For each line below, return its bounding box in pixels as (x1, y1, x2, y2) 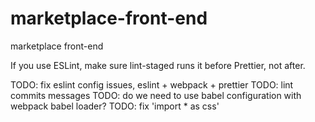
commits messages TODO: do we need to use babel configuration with (10, 89, 302, 101)
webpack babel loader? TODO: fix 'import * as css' (10, 100, 220, 112)
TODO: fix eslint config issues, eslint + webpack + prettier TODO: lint (10, 78, 294, 91)
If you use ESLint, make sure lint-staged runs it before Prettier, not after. (10, 59, 306, 71)
